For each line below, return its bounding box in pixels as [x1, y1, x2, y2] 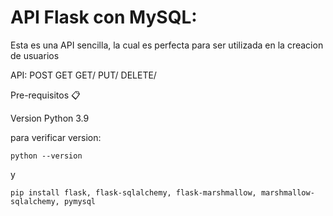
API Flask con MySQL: [10, 6, 198, 29]
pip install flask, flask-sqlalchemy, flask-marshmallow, [10, 187, 257, 198]
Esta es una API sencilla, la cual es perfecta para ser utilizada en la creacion [10, 39, 324, 51]
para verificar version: [10, 131, 102, 143]
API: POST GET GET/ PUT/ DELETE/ [10, 69, 157, 81]
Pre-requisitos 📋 [10, 89, 81, 101]
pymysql [63, 196, 97, 206]
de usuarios [10, 49, 60, 61]
